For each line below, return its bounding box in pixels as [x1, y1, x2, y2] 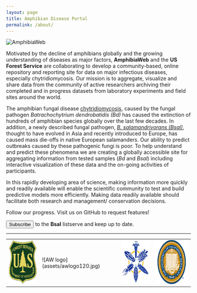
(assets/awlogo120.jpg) [42, 262, 101, 270]
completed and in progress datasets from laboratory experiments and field [6, 87, 186, 95]
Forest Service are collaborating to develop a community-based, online [6, 62, 179, 70]
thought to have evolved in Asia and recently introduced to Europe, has [6, 130, 178, 137]
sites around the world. [6, 94, 62, 101]
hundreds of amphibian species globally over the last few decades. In [6, 117, 174, 124]
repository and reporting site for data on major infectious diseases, [6, 69, 168, 76]
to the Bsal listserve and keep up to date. [35, 221, 134, 228]
